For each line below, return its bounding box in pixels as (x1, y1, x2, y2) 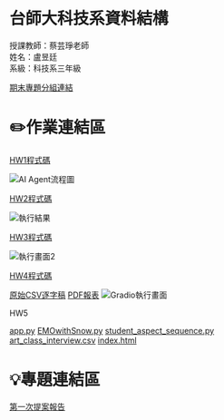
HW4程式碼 (9, 269, 53, 281)
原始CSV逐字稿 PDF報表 (9, 289, 100, 300)
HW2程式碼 (9, 192, 53, 204)
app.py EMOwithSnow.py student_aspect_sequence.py (9, 325, 215, 336)
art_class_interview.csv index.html (9, 335, 138, 346)
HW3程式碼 (9, 231, 53, 242)
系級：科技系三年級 (9, 63, 82, 73)
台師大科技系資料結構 (9, 8, 170, 29)
